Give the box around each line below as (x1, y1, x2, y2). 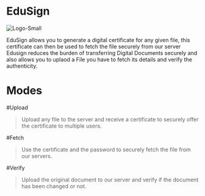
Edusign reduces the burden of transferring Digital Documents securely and (6, 49, 198, 56)
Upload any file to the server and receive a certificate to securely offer (21, 115, 199, 123)
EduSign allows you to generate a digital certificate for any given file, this (6, 36, 190, 43)
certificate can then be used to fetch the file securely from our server (6, 43, 181, 50)
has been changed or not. (21, 182, 87, 190)
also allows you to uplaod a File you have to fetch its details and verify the (6, 56, 193, 63)
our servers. (21, 152, 53, 159)
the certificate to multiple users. (21, 122, 102, 129)
